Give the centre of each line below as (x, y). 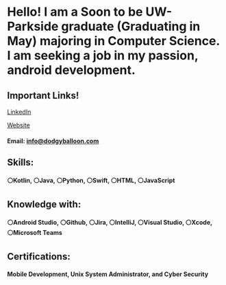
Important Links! (43, 96)
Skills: (21, 162)
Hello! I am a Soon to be (75, 12)
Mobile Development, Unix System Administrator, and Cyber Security (108, 274)
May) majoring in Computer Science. (114, 41)
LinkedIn (19, 112)
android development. (71, 70)
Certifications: (39, 257)
